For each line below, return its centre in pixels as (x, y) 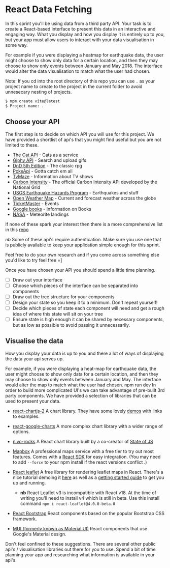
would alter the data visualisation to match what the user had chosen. (78, 71)
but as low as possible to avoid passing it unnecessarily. (71, 325)
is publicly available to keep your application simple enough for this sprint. (83, 245)
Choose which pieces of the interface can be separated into (75, 286)
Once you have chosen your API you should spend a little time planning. (80, 270)
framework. (25, 519)
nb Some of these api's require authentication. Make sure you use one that (83, 239)
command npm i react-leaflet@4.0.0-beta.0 (68, 503)
